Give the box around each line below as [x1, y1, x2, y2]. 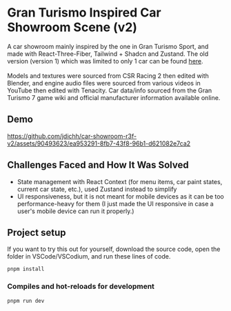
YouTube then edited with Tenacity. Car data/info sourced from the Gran [7, 86, 212, 94]
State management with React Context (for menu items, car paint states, [17, 177, 223, 185]
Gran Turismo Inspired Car [7, 5, 161, 21]
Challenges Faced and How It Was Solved [7, 159, 189, 171]
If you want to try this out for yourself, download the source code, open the [7, 245, 221, 253]
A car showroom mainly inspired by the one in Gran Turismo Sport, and [7, 42, 209, 50]
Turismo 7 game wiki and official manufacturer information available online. [7, 93, 221, 101]
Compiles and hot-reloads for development [7, 281, 155, 291]
